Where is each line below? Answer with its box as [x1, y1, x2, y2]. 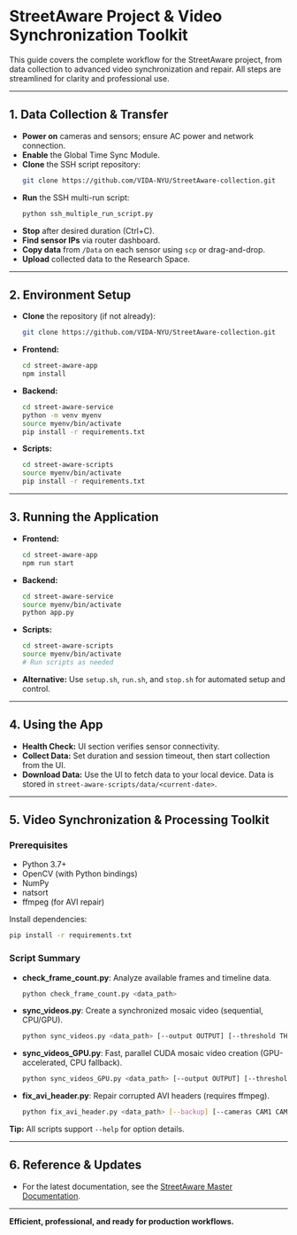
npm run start [21, 558, 74, 568]
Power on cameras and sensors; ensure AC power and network [21, 130, 254, 141]
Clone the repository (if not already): [21, 311, 156, 322]
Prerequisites [9, 839, 68, 851]
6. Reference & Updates [9, 1158, 142, 1173]
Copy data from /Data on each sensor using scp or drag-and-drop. [21, 244, 266, 254]
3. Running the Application [9, 509, 159, 524]
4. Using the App [9, 718, 103, 733]
